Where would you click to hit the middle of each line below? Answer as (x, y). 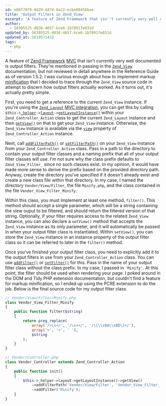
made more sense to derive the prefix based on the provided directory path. (82, 170)
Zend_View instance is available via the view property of (61, 128)
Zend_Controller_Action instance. (40, 133)
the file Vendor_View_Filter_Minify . (41, 190)
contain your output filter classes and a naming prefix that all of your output (82, 154)
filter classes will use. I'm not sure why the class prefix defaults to (72, 159)
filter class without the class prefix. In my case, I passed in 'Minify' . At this (82, 268)
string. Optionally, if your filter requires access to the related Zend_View (77, 216)
